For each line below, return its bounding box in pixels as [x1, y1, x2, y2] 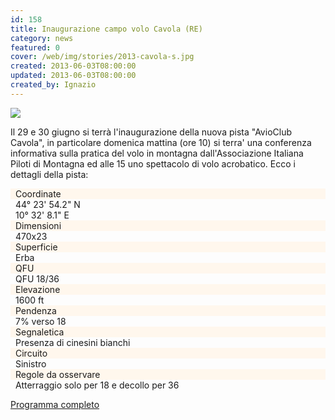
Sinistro [15, 357, 47, 370]
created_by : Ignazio [10, 80, 97, 90]
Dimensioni [15, 219, 62, 231]
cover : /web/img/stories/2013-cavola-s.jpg [10, 52, 195, 62]
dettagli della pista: [10, 168, 89, 180]
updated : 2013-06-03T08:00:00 [10, 71, 137, 81]
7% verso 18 [15, 315, 67, 327]
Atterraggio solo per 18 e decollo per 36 [15, 379, 180, 391]
